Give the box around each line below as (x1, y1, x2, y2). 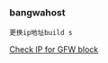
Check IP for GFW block (9, 44, 99, 55)
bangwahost (9, 6, 66, 19)
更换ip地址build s (9, 29, 73, 38)
